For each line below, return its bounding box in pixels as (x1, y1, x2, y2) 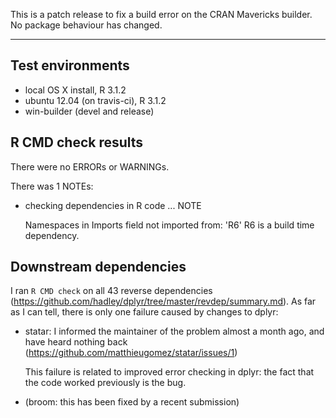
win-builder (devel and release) (24, 105, 155, 117)
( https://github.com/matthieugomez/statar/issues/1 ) (24, 347, 238, 359)
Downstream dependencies (10, 259, 187, 276)
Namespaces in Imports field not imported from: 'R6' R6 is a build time (24, 219, 315, 231)
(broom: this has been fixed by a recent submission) (24, 396, 240, 408)
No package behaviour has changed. (10, 19, 163, 31)
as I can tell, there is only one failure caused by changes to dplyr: (10, 306, 279, 318)
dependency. (24, 229, 80, 241)
